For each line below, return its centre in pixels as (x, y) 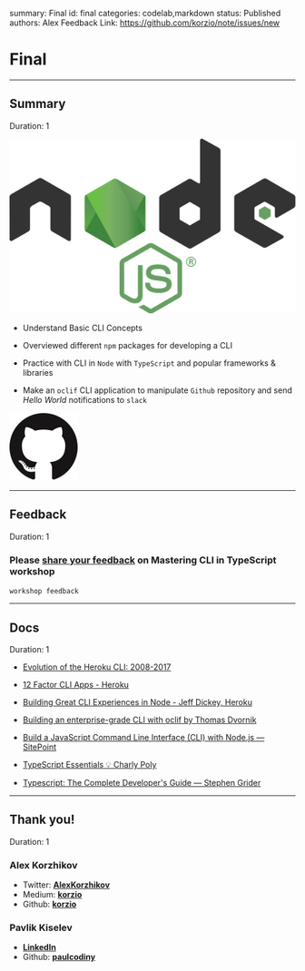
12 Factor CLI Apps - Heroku (76, 684)
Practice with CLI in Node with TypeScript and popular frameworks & (149, 363)
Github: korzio (49, 904)
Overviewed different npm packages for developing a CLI (128, 346)
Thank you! (42, 820)
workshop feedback (44, 592)
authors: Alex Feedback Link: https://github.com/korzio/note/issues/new (145, 23)
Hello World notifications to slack (85, 400)
